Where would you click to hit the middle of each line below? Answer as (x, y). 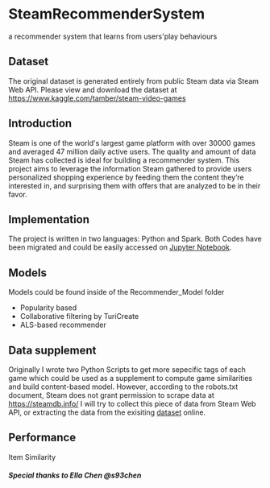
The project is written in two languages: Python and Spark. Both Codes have (135, 239)
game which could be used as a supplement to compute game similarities (130, 378)
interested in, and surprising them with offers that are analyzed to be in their (135, 185)
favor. (18, 194)
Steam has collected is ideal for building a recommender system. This (124, 160)
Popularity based (48, 308)
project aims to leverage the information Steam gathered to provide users (130, 168)
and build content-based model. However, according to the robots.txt (123, 387)
